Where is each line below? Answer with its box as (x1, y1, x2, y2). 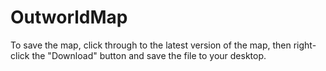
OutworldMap (10, 6, 128, 29)
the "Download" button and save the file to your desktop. (31, 49, 267, 61)
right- (293, 39, 317, 51)
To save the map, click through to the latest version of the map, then (10, 39, 292, 51)
